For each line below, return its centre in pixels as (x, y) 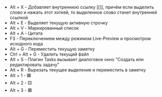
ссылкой (19, 17)
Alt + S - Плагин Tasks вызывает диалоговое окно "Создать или (77, 59)
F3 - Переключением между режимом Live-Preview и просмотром (80, 38)
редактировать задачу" (35, 65)
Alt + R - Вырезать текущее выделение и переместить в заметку (78, 70)
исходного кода (26, 44)
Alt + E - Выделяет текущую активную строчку (59, 23)
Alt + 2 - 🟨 (21, 83)
